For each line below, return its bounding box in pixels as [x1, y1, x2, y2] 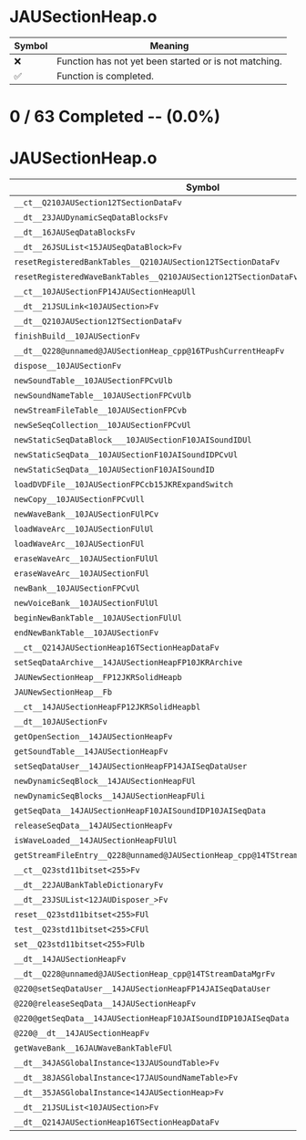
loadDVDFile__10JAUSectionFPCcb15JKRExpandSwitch [14, 479, 234, 490]
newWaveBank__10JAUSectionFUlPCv [14, 509, 159, 519]
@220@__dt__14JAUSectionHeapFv [14, 1029, 150, 1039]
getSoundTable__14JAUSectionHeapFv [14, 747, 168, 757]
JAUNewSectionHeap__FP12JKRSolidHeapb [14, 673, 182, 683]
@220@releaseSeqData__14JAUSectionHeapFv [14, 999, 197, 1009]
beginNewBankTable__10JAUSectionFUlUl [14, 613, 182, 623]
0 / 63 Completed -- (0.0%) [9, 107, 221, 127]
